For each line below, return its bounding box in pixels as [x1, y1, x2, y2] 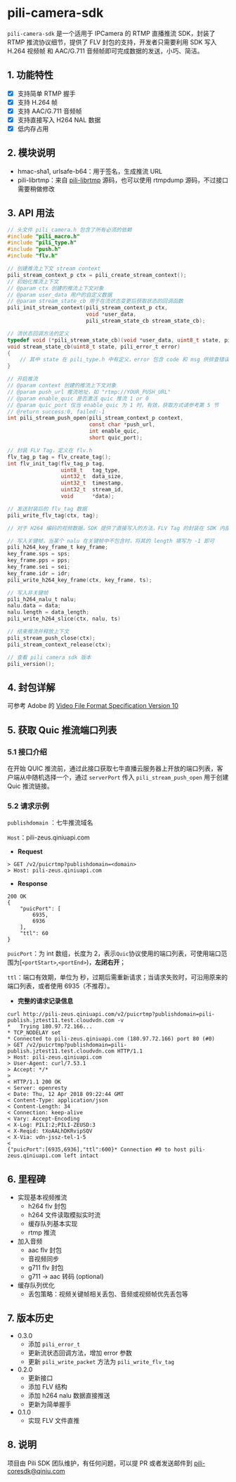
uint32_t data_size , [60, 473, 124, 480]
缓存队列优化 [17, 1281, 55, 1289]
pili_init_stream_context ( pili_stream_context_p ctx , [7, 304, 169, 311]
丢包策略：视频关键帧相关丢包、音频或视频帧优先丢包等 [27, 1290, 188, 1299]
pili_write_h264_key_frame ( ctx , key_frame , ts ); [7, 576, 152, 584]
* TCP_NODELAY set [7, 1029, 61, 1036]
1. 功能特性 [7, 69, 54, 82]
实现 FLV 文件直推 [27, 1416, 80, 1424]
